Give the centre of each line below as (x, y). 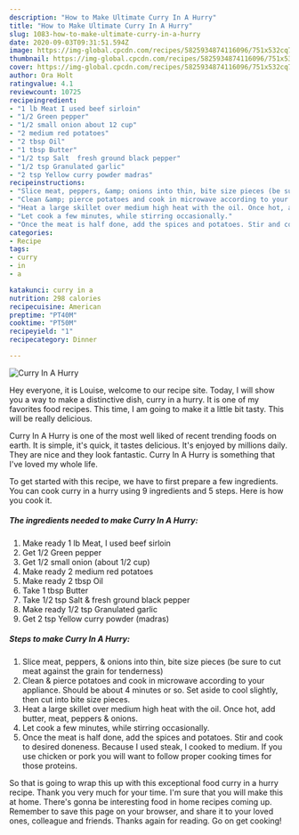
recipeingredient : (43, 100)
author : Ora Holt (41, 76)
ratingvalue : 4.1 (41, 84)
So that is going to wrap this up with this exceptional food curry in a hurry (144, 782)
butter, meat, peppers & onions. (80, 718)
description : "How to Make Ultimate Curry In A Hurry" (113, 17)
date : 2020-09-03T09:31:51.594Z (69, 42)
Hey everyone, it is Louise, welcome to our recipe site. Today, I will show (142, 390)
